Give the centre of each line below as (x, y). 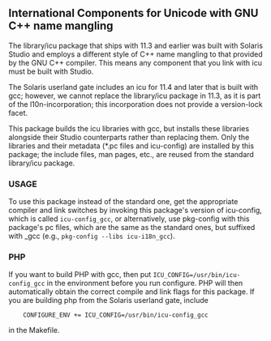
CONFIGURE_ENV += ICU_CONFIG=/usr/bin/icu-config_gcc (116, 315)
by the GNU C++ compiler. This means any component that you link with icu (135, 62)
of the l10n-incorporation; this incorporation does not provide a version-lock (135, 104)
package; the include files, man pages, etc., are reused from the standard (131, 154)
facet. (18, 113)
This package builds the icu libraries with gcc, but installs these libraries (129, 128)
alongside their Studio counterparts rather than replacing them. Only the (129, 137)
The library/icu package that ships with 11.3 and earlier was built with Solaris (136, 45)
